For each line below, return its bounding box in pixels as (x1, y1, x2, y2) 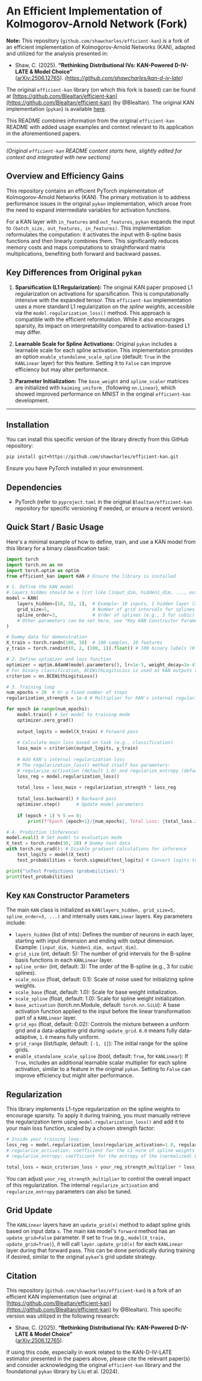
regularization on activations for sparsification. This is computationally (14, 290, 189, 297)
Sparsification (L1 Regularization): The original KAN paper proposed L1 (14, 284, 193, 291)
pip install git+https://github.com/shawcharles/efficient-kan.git (6, 454, 179, 460)
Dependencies (6, 482, 62, 492)
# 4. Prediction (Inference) (6, 829, 79, 835)
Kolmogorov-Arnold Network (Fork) (6, 17, 188, 31)
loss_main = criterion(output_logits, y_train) (17, 745, 138, 752)
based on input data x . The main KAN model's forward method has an (6, 1228, 176, 1235)
